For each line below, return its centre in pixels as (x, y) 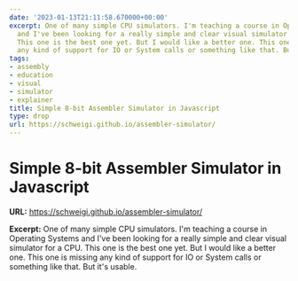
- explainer (31, 100)
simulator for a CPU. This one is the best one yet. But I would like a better (143, 247)
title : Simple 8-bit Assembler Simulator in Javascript (114, 108)
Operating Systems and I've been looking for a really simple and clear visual (148, 238)
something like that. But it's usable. (73, 266)
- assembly (29, 67)
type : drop (29, 116)
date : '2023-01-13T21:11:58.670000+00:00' (89, 17)
